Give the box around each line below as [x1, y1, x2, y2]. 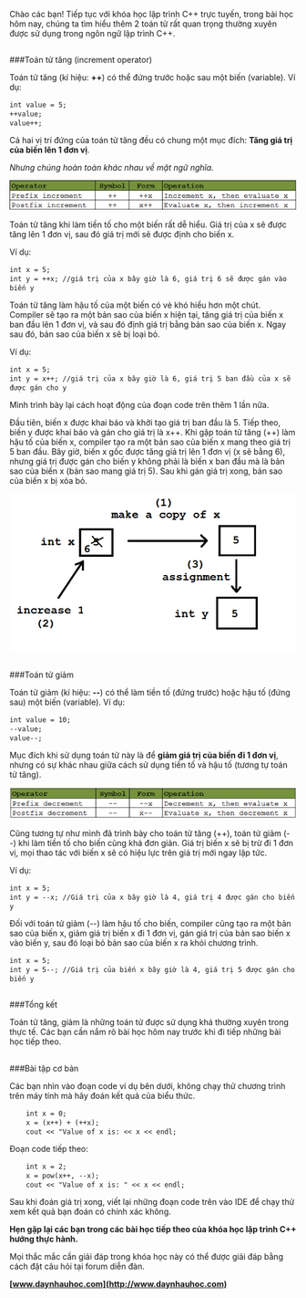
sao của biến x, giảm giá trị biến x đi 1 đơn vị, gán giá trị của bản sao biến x [9, 927, 291, 938]
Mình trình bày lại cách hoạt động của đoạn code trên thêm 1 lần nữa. [9, 399, 270, 410]
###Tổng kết [9, 1000, 57, 1010]
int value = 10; [9, 716, 71, 725]
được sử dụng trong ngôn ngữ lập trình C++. [9, 28, 176, 38]
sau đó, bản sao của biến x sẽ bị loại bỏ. [9, 329, 161, 340]
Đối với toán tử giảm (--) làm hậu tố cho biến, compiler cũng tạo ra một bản [9, 917, 291, 928]
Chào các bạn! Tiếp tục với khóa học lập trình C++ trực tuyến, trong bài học [9, 9, 294, 19]
